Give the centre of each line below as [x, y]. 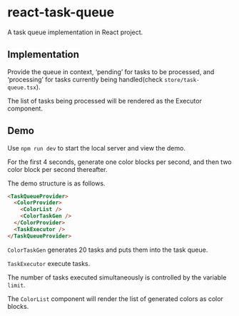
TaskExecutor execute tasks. [49, 263]
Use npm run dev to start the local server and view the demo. [96, 148]
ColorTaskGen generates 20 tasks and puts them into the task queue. [108, 250]
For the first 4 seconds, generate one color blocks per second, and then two [119, 162]
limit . [16, 285]
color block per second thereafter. [57, 169]
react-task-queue [61, 12]
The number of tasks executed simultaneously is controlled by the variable [117, 277]
